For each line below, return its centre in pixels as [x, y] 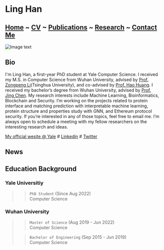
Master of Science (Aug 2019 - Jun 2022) [72, 222]
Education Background [41, 169]
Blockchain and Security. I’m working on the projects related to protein [76, 100]
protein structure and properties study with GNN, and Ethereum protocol [79, 111]
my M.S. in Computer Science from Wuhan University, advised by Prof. [77, 80]
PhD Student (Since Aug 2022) [60, 193]
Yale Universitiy [24, 183]
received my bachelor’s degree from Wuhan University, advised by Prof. [78, 90]
